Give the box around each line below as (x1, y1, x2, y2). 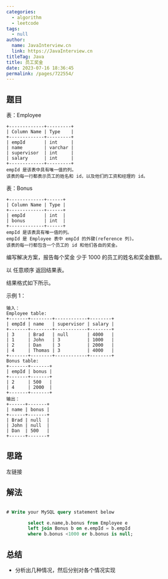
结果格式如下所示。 (6, 279, 54, 286)
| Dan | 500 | (6, 428, 50, 434)
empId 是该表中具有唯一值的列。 (6, 167, 76, 173)
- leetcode (11, 20, 39, 26)
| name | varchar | (6, 145, 74, 151)
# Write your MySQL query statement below (6, 509, 114, 515)
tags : (6, 25, 20, 32)
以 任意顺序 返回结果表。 (6, 267, 67, 274)
